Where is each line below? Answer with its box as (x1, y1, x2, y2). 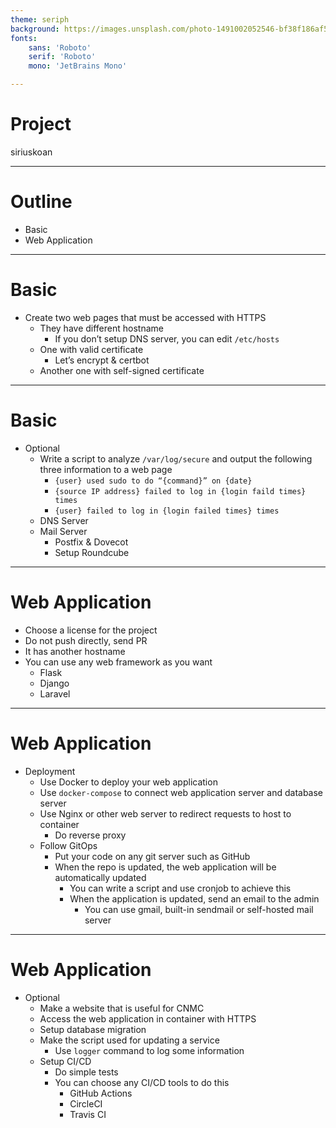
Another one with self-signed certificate (39, 364, 205, 376)
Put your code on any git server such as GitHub (54, 850, 251, 862)
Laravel (39, 687, 71, 700)
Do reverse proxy (54, 829, 127, 841)
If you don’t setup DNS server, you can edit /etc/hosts (54, 332, 280, 345)
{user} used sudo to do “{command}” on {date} (54, 476, 253, 486)
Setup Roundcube (54, 546, 130, 558)
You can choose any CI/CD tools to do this (54, 1076, 230, 1088)
